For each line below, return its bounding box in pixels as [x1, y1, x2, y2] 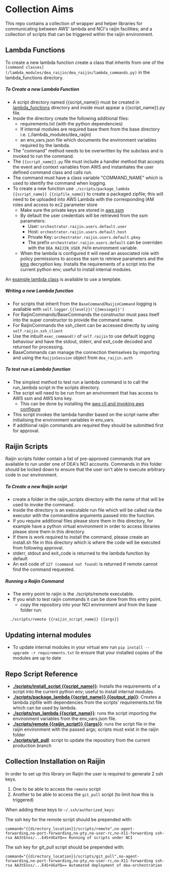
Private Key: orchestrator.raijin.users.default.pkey [27, 234, 141, 240]
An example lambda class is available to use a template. [5, 276, 122, 282]
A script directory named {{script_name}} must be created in [12, 99, 140, 105]
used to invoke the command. [12, 502, 75, 508]
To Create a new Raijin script [5, 483, 67, 490]
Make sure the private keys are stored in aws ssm [20, 207, 124, 213]
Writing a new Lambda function [5, 288, 74, 294]
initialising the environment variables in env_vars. [12, 416, 115, 423]
